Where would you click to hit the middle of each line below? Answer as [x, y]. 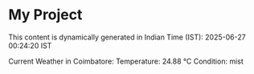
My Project [45, 15]
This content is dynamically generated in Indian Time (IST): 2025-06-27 [127, 37]
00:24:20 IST [30, 45]
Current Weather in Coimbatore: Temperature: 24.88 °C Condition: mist [126, 61]
